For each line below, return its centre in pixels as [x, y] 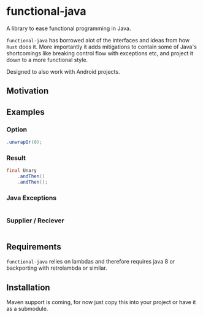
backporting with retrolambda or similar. [57, 268]
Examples [25, 112]
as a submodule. [27, 309]
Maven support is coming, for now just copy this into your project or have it [101, 302]
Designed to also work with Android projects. [63, 71]
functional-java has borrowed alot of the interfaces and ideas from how [98, 40]
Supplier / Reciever [35, 221]
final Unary [21, 171]
